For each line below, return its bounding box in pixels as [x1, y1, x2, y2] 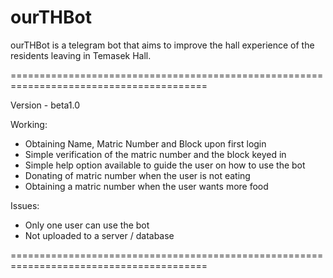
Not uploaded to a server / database [24, 229, 175, 241]
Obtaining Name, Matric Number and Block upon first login [24, 137, 267, 150]
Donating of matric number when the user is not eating [24, 169, 251, 181]
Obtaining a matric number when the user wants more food [24, 180, 269, 192]
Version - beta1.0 [10, 99, 81, 111]
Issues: [10, 199, 40, 211]
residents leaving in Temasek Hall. [10, 49, 152, 61]
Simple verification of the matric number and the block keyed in [24, 148, 287, 160]
